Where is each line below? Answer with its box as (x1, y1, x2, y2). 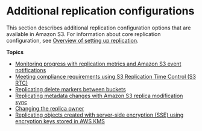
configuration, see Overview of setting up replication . (6, 37, 139, 44)
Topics (6, 48, 24, 55)
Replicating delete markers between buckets (14, 85, 126, 93)
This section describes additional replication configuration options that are (6, 24, 191, 31)
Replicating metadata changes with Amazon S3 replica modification (14, 92, 183, 99)
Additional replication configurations (6, 4, 195, 18)
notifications (14, 66, 46, 73)
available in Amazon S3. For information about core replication (6, 30, 161, 37)
